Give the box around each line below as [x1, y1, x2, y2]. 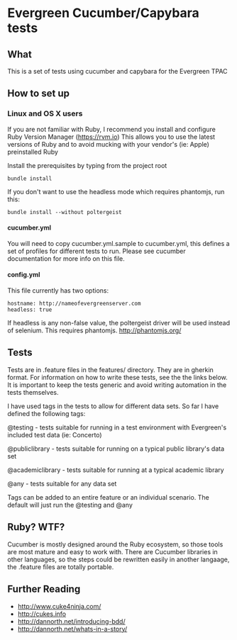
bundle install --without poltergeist [7, 208, 122, 215]
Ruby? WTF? [7, 521, 65, 533]
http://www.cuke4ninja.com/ [17, 602, 101, 610]
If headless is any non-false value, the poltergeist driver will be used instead [7, 319, 231, 327]
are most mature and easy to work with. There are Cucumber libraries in [7, 547, 218, 556]
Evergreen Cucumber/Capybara [7, 5, 200, 21]
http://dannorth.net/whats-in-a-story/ [17, 624, 128, 633]
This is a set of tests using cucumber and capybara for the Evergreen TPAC [7, 67, 228, 75]
